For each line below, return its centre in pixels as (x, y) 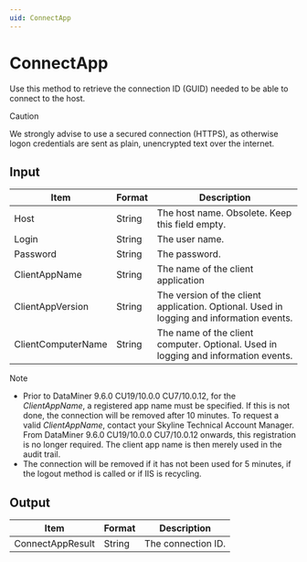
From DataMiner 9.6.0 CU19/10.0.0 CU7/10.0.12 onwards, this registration (159, 435)
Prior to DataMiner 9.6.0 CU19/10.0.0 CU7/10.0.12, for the (129, 396)
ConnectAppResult (55, 544)
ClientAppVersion (52, 307)
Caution (24, 116)
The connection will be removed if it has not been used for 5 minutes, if (157, 464)
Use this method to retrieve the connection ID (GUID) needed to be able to (149, 89)
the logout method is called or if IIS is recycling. (112, 474)
